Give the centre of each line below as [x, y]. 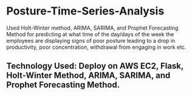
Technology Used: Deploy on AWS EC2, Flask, [95, 66]
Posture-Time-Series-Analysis [85, 11]
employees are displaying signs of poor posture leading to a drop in [91, 40]
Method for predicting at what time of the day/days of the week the [90, 34]
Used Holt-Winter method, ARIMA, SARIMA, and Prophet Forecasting [92, 28]
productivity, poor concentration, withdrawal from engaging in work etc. [96, 47]
